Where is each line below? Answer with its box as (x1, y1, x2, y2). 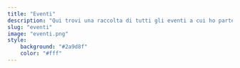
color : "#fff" (20, 50, 62, 57)
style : (7, 37, 27, 44)
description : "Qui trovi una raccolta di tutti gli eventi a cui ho (7, 17, 216, 24)
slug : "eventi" (7, 23, 53, 30)
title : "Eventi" (7, 10, 56, 18)
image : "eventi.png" (7, 30, 69, 38)
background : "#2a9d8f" (20, 43, 88, 50)
